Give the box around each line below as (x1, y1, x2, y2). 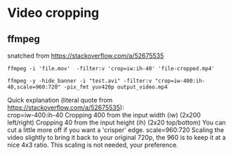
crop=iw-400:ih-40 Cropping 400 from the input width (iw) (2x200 (7, 111, 201, 119)
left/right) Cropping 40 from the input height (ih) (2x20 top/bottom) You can (7, 118, 226, 126)
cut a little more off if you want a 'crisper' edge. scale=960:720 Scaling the (7, 126, 225, 134)
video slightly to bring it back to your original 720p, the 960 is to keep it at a (7, 134, 226, 141)
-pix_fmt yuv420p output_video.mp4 (63, 84, 168, 91)
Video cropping (7, 5, 100, 21)
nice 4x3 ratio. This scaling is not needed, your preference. (7, 141, 179, 149)
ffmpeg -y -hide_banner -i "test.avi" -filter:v (7, 77, 152, 84)
